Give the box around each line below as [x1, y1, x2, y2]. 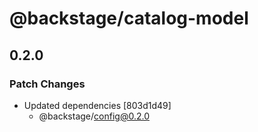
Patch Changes [9, 77, 86, 91]
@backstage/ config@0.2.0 [38, 110, 150, 122]
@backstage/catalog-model [9, 7, 249, 30]
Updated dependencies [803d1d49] [23, 99, 172, 111]
